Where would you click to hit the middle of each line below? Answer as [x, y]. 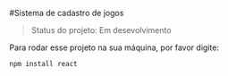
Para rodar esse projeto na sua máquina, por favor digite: [114, 47]
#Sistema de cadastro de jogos [67, 13]
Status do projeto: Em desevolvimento [101, 30]
